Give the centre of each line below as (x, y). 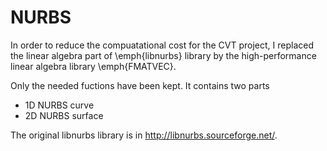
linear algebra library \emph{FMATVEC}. (93, 66)
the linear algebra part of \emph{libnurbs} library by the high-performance (163, 55)
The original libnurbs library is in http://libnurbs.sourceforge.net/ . (144, 135)
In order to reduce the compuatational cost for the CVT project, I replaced (162, 45)
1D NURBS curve (59, 105)
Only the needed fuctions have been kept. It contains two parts (140, 85)
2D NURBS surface (64, 115)
